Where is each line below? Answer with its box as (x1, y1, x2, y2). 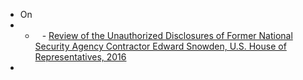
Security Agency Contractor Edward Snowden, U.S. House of (34, 40, 287, 52)
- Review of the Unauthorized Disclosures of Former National (41, 30, 293, 41)
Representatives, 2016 (34, 51, 127, 63)
